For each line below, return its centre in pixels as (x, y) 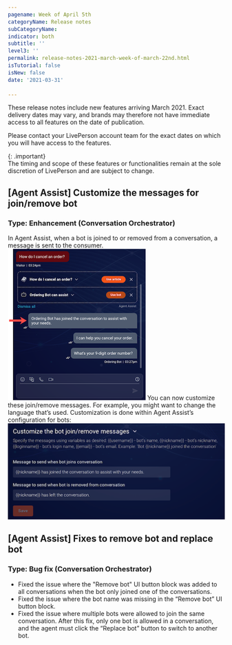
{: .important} (27, 156)
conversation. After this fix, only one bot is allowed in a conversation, (116, 621)
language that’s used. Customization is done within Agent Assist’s (101, 413)
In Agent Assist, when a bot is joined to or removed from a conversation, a (113, 238)
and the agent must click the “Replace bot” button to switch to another (118, 628)
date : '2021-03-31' (36, 80)
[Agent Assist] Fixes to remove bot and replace (110, 539)
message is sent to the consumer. (56, 245)
